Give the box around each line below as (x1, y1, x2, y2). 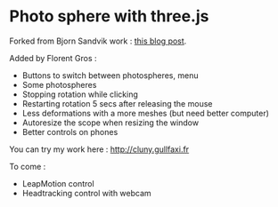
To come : (9, 161, 46, 171)
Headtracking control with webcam (21, 187, 151, 198)
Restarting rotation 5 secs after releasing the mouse (21, 98, 213, 108)
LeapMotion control (21, 178, 95, 188)
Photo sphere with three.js (9, 6, 209, 27)
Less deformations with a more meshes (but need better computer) (21, 107, 270, 118)
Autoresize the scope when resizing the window (21, 117, 199, 128)
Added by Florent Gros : (9, 52, 97, 63)
